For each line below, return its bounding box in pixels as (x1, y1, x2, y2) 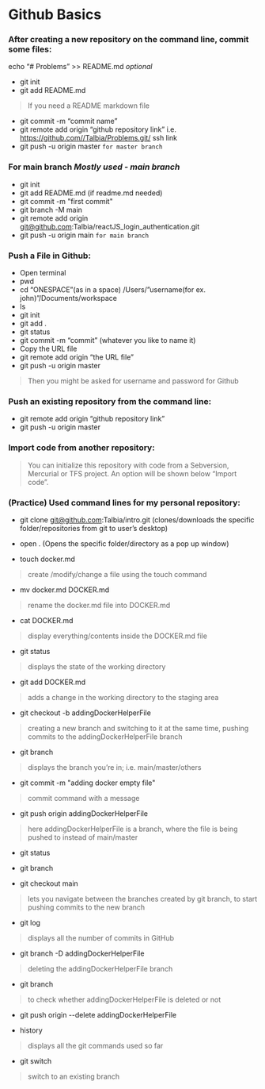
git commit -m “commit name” (19, 117, 118, 126)
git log (19, 918, 41, 927)
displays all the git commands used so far (27, 1041, 164, 1050)
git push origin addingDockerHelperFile (19, 808, 149, 818)
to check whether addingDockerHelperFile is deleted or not (27, 995, 221, 1004)
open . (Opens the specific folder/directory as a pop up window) (19, 538, 229, 548)
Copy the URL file (19, 344, 78, 354)
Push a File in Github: (8, 250, 91, 261)
